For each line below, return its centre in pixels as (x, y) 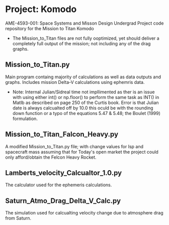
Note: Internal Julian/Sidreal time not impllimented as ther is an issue (83, 92)
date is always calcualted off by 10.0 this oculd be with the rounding (83, 108)
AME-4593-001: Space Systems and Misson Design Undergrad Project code (84, 23)
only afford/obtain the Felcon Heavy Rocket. (51, 157)
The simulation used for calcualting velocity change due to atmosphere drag (84, 213)
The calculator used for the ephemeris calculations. (59, 185)
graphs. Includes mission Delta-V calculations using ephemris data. (75, 82)
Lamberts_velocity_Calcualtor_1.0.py (64, 173)
